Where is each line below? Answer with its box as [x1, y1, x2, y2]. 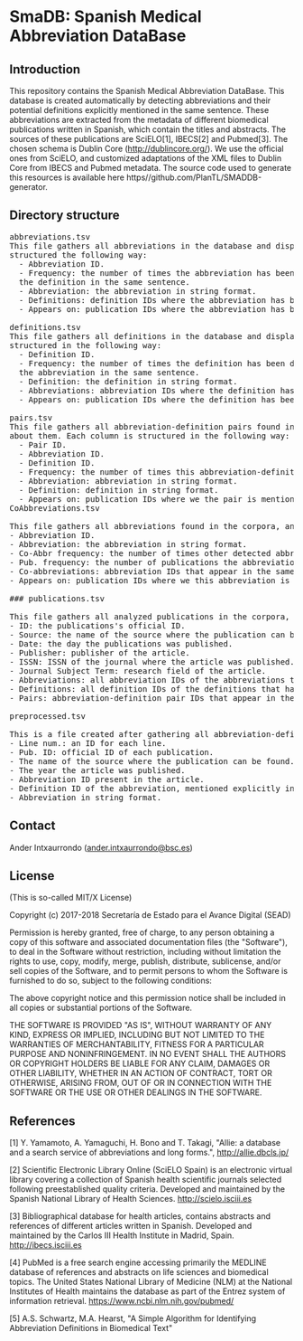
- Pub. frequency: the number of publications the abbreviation [9, 557, 300, 567]
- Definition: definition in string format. [18, 485, 219, 495]
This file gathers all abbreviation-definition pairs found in [9, 421, 295, 431]
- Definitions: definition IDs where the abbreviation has [18, 295, 286, 305]
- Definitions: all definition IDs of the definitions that [9, 684, 281, 694]
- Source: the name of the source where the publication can [9, 629, 286, 639]
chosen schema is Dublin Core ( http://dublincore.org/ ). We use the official [9, 143, 284, 154]
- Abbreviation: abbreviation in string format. [18, 476, 238, 486]
